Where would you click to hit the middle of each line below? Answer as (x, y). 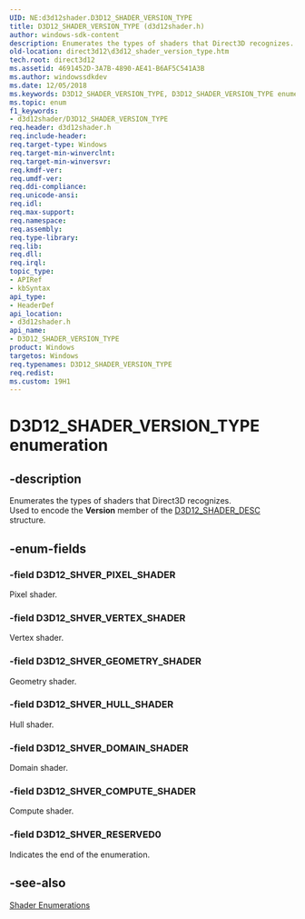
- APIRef (26, 280)
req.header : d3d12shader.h (60, 128)
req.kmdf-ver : (36, 170)
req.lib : (26, 246)
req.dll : (26, 255)
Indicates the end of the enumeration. (80, 854)
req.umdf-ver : (36, 178)
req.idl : (26, 204)
